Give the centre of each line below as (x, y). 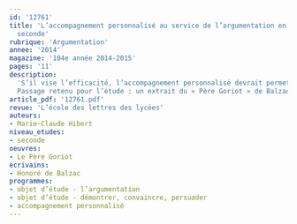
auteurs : (25, 116)
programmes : (31, 182)
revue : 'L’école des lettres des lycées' (87, 108)
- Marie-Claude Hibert (51, 124)
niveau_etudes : (37, 132)
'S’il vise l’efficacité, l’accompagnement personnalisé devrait (140, 83)
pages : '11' (31, 67)
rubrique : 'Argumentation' (59, 42)
